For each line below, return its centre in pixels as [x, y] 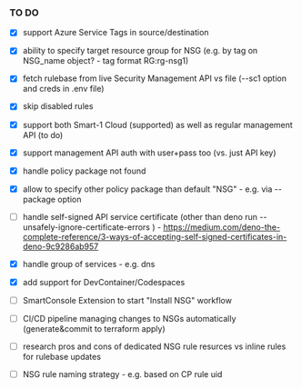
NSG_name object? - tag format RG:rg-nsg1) [106, 61]
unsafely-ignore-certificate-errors [86, 227]
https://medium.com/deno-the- [221, 227]
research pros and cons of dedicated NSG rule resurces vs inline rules [154, 346]
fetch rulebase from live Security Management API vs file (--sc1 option [154, 78]
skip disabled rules [58, 106]
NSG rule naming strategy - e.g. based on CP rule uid [122, 374]
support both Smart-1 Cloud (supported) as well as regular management [157, 125]
